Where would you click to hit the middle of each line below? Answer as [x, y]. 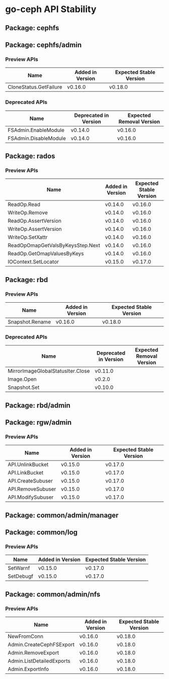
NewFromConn [26, 637]
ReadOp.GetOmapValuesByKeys [46, 254]
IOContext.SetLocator [33, 262]
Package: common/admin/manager [62, 515]
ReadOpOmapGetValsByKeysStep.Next [54, 245]
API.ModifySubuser [31, 497]
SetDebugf [21, 576]
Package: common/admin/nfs [53, 594]
